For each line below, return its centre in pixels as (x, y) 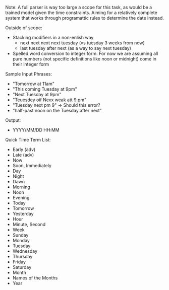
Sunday (20, 235)
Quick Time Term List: (28, 140)
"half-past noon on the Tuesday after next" (57, 111)
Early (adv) (24, 150)
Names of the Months (35, 278)
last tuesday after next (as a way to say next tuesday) (75, 48)
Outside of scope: (24, 28)
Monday (21, 240)
